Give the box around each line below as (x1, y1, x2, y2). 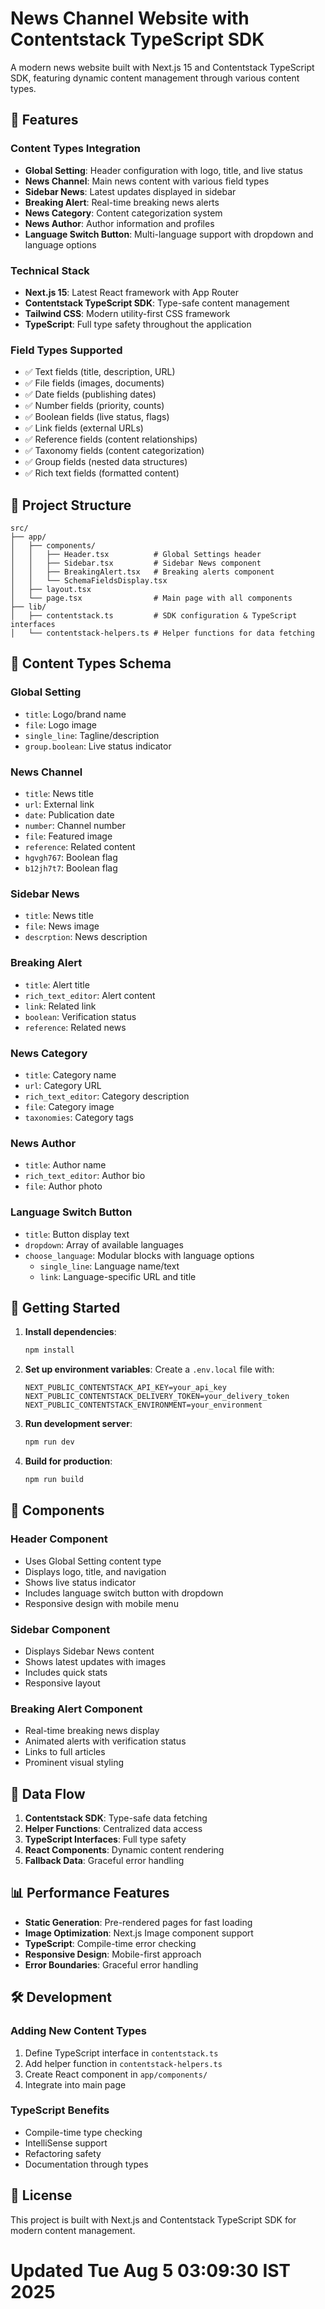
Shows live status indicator (24, 1576, 137, 1588)
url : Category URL (24, 1079, 102, 1091)
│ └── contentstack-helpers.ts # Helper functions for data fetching (10, 628, 315, 639)
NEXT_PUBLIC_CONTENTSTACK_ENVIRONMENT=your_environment (24, 1400, 263, 1411)
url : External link (24, 798, 95, 811)
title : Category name (24, 1068, 117, 1081)
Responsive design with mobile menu (24, 1597, 179, 1609)
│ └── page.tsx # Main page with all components (10, 593, 293, 604)
